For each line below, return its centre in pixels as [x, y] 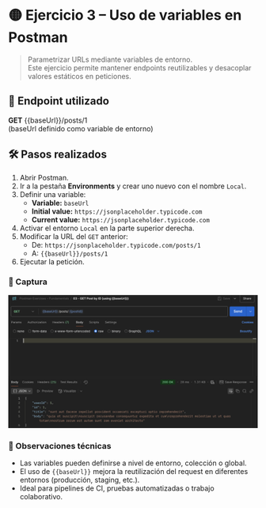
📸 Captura [28, 282]
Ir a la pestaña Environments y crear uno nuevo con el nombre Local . [133, 186]
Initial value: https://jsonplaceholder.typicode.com [117, 211]
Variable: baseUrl [60, 203]
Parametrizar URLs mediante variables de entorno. [110, 59]
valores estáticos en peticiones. [80, 76]
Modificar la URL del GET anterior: [74, 236]
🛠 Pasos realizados [57, 155]
